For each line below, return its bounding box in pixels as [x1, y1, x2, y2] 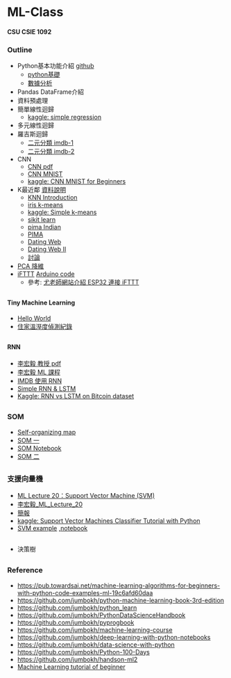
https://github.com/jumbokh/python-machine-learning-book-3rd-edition [17, 596, 224, 604]
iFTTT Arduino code [17, 270, 75, 278]
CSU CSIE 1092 [7, 27, 52, 35]
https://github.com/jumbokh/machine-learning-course [17, 625, 173, 633]
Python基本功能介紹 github [17, 62, 94, 70]
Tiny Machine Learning [7, 298, 76, 307]
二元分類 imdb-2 [27, 147, 75, 156]
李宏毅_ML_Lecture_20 [17, 500, 83, 508]
